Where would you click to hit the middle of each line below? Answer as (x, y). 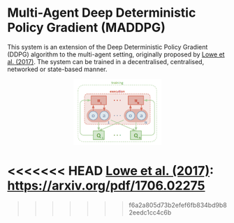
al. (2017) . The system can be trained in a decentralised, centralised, (106, 61)
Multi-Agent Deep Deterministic (102, 13)
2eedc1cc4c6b (150, 212)
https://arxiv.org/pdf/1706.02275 (106, 185)
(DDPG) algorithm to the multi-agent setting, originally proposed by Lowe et (116, 54)
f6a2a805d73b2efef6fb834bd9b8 (178, 205)
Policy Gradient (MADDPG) (86, 28)
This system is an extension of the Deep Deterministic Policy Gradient (108, 47)
